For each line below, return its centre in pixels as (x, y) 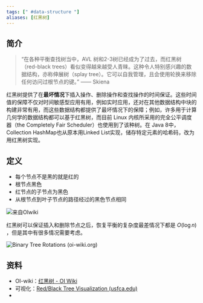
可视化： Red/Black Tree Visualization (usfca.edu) (76, 288)
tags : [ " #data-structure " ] (43, 12)
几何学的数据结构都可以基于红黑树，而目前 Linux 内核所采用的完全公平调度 (99, 117)
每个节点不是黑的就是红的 (47, 177)
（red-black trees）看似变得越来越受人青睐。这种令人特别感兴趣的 (104, 67)
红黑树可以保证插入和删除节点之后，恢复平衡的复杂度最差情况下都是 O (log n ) (101, 225)
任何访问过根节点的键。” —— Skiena (65, 82)
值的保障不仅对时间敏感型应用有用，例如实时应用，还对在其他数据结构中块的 (101, 102)
